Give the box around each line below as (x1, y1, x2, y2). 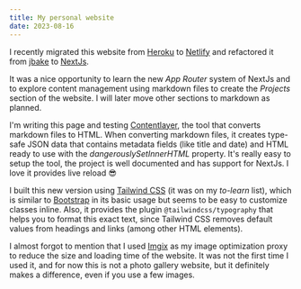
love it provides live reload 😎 (9, 167, 117, 178)
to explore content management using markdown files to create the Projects (9, 83, 290, 94)
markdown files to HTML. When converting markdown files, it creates (9, 129, 267, 140)
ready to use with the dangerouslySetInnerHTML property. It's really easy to (9, 148, 292, 158)
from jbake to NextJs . (9, 56, 90, 67)
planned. (9, 102, 42, 113)
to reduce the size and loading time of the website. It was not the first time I (9, 249, 289, 261)
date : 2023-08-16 (9, 22, 75, 31)
